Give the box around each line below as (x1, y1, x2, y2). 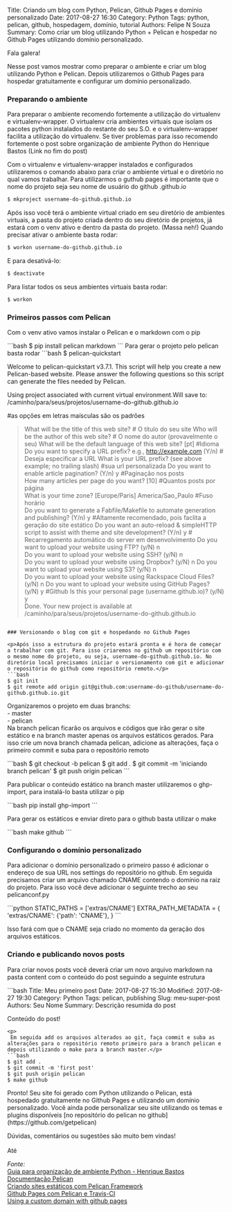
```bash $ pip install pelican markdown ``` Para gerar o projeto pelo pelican (7, 342, 219, 350)
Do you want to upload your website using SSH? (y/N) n (24, 550, 184, 559)
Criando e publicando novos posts (7, 950, 125, 959)
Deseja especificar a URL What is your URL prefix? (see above (24, 455, 202, 463)
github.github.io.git (7, 690, 70, 697)
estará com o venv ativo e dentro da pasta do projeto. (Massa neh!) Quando (7, 224, 224, 232)
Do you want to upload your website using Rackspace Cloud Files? (24, 573, 215, 581)
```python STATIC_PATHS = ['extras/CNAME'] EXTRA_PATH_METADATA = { (7, 904, 220, 912)
